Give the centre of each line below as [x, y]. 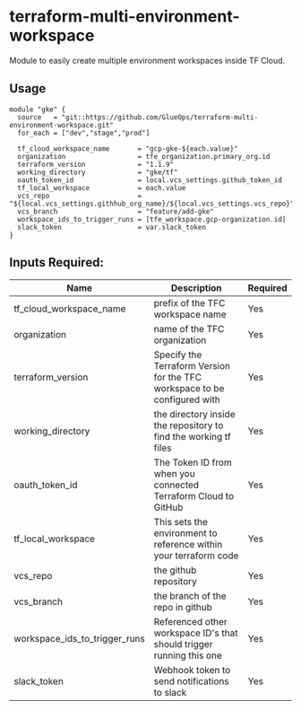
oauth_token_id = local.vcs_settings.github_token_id [150, 180]
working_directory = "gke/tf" [98, 172]
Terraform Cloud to [194, 495]
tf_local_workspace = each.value [102, 188]
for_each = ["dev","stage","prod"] [84, 133]
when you [174, 473]
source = [38, 117]
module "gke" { [38, 110]
